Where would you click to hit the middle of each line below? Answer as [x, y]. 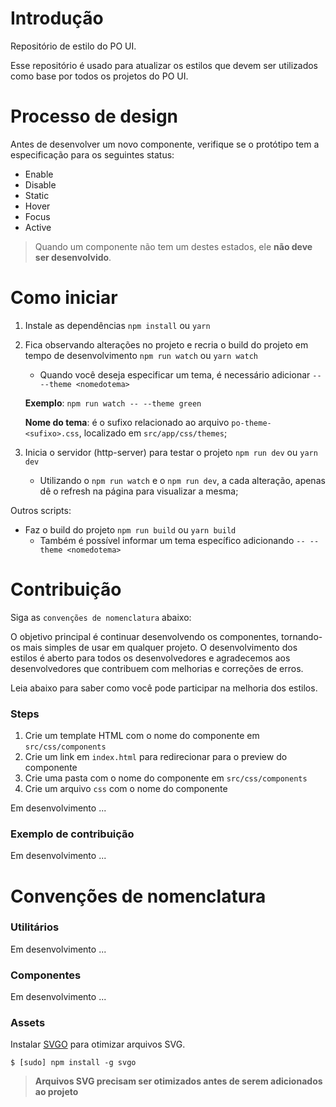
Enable [39, 174]
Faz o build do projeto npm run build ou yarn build [130, 529]
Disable [40, 184]
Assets [28, 1023]
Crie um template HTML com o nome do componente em [142, 736]
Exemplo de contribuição [72, 834]
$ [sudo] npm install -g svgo [73, 1063]
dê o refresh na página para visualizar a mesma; [139, 491]
